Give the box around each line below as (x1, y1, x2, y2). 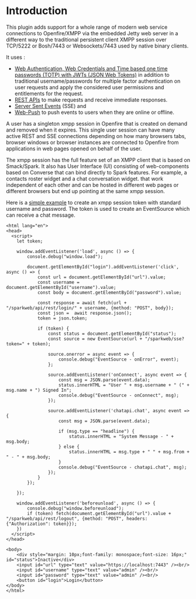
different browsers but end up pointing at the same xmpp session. (6, 187, 165, 194)
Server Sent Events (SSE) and (14, 102, 87, 109)
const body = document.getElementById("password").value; (37, 290, 182, 295)
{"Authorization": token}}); (6, 521, 77, 527)
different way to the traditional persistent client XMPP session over (6, 36, 167, 43)
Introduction (6, 4, 68, 18)
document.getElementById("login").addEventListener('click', (27, 264, 180, 270)
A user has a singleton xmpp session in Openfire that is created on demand (6, 120, 188, 127)
